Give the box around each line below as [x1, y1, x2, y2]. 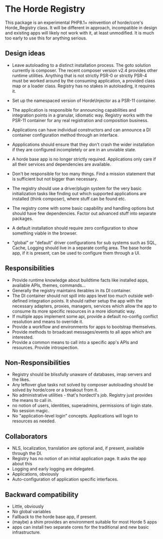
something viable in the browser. [12, 230, 78, 236]
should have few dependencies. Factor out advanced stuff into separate [12, 210, 156, 216]
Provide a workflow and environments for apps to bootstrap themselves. [12, 323, 157, 330]
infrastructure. [12, 529, 41, 535]
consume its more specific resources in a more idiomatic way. [12, 308, 136, 314]
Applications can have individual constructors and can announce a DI [12, 127, 151, 133]
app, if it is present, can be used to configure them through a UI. [12, 250, 141, 256]
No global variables [12, 509, 51, 514]
